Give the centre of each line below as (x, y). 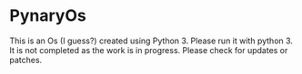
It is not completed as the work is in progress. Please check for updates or (149, 50)
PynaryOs (48, 16)
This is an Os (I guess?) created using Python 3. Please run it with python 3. (151, 41)
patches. (26, 60)
